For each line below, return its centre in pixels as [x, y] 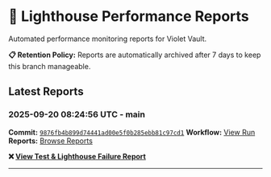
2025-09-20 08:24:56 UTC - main [77, 114]
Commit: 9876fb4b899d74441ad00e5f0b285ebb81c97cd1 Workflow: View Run [132, 132]
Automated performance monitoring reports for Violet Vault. [108, 39]
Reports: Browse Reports [50, 141]
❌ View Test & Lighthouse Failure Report [77, 156]
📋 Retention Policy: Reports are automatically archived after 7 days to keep [135, 55]
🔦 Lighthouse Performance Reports [129, 16]
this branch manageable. [50, 66]
